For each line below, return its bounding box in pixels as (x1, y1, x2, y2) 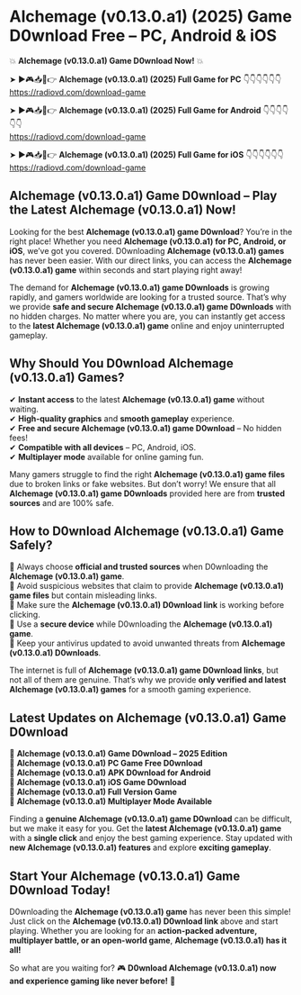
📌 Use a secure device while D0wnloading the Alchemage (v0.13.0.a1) (9, 619, 273, 629)
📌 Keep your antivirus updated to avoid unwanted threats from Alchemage (9, 638, 286, 649)
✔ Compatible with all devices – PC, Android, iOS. (9, 441, 197, 452)
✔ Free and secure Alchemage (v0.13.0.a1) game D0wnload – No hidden (9, 422, 282, 433)
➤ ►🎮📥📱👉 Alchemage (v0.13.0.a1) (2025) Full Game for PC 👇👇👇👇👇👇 (9, 74, 281, 85)
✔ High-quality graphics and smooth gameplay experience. (9, 412, 235, 424)
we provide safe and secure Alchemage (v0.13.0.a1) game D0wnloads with (9, 301, 292, 312)
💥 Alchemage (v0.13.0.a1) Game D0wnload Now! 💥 (9, 55, 204, 66)
